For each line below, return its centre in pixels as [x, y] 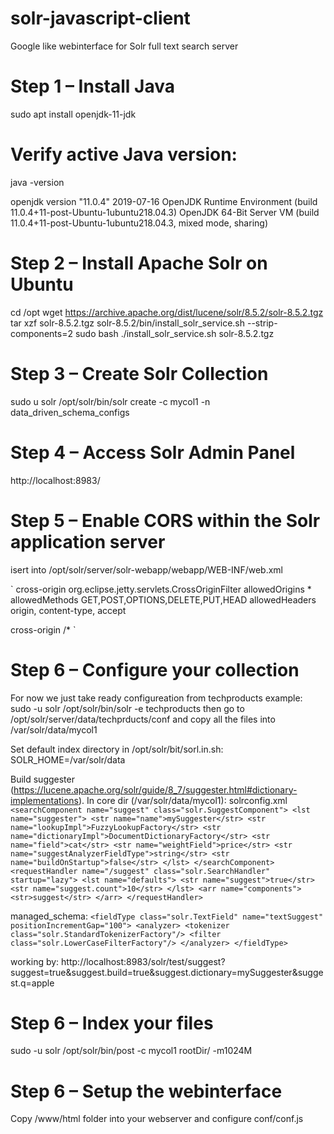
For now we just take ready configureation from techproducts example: [156, 698]
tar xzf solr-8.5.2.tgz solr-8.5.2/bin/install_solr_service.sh [128, 323]
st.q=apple [32, 983]
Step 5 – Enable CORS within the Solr [165, 520]
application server [88, 541]
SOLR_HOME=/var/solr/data [68, 759]
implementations [45, 800]
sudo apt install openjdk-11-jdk [73, 114]
